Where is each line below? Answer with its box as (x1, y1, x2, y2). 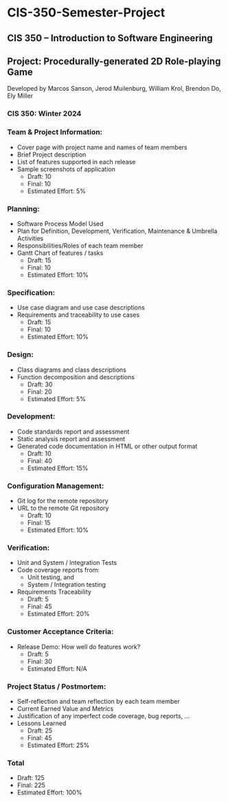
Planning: (7, 204, 40, 214)
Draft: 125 (16, 774, 45, 782)
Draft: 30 (27, 380, 53, 388)
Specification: (7, 287, 56, 297)
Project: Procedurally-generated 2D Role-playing (7, 55, 221, 67)
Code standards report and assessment (16, 427, 130, 436)
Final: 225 (16, 781, 46, 790)
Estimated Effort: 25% (27, 741, 90, 749)
